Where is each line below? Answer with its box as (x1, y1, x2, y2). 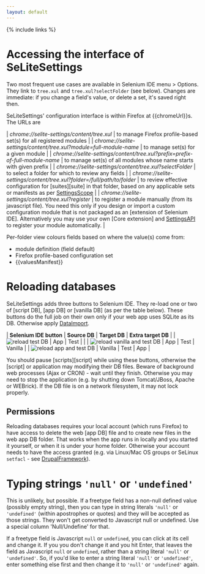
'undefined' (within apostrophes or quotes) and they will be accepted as (6, 510, 190, 518)
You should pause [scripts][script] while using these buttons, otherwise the (6, 356, 196, 363)
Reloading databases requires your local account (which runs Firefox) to (6, 423, 188, 430)
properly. (6, 388, 29, 396)
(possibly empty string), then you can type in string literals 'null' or (6, 504, 179, 511)
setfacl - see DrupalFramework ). (6, 455, 91, 463)
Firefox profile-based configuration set (15, 252, 113, 259)
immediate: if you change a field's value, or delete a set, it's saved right (6, 93, 187, 101)
